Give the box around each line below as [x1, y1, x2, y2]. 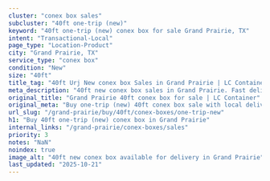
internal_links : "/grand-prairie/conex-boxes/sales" [8, 123, 189, 131]
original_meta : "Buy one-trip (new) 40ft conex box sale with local [8, 101, 243, 109]
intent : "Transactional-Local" [8, 34, 113, 42]
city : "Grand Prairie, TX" [8, 49, 99, 57]
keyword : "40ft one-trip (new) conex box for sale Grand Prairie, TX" [8, 26, 250, 34]
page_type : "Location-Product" [8, 42, 113, 50]
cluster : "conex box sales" [8, 11, 103, 20]
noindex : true [8, 146, 56, 154]
